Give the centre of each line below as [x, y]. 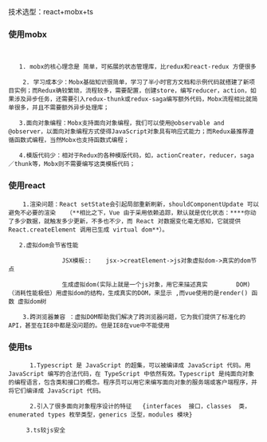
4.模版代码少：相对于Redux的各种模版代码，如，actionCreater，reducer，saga [137, 156]
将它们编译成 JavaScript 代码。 [57, 391]
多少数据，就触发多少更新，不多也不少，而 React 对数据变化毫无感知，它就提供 [128, 221]
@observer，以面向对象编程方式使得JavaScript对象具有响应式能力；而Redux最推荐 [128, 132]
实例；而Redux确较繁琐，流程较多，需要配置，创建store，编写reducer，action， [132, 91]
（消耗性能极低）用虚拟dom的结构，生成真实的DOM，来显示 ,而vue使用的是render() [128, 293]
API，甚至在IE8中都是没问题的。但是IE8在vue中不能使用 [89, 326]
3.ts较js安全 [46, 430]
